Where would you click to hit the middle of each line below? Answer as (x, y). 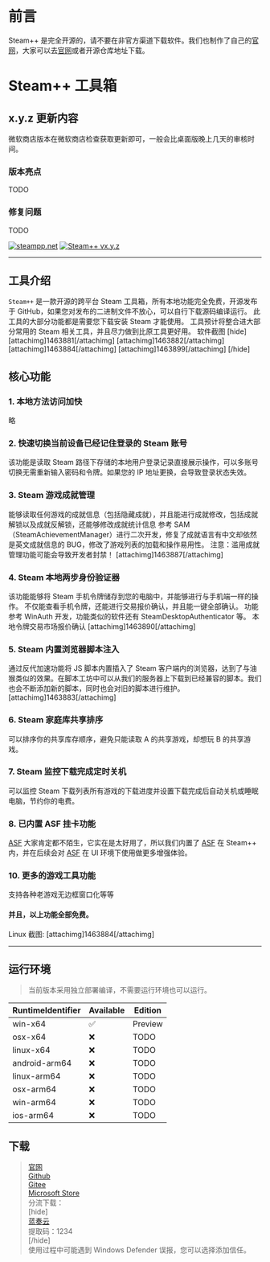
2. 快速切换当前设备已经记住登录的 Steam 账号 (98, 443)
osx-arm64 (35, 1089)
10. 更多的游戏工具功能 (52, 876)
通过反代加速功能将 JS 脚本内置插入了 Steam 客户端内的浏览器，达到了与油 (133, 668)
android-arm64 (42, 1063)
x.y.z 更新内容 (43, 118)
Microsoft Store (54, 1193)
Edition (148, 1010)
